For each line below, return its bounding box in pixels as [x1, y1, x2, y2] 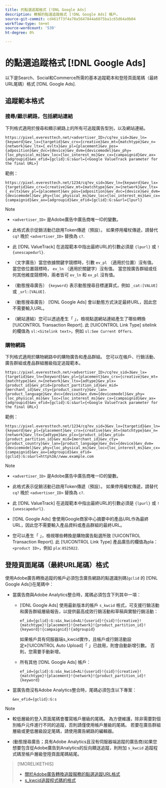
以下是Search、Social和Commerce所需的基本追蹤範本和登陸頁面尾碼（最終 [5, 75, 158, 81]
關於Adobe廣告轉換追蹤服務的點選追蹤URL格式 [24, 771, 121, 777]
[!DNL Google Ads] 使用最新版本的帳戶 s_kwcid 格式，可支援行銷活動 [19, 602, 160, 608]
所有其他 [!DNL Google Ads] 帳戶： [19, 659, 91, 665]
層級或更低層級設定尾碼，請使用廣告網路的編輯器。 [12, 728, 117, 734]
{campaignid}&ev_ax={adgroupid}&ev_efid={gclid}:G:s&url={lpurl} [5, 197, 142, 202]
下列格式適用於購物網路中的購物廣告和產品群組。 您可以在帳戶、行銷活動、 [5, 353, 158, 359]
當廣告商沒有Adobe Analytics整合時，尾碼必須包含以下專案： [12, 687, 137, 693]
